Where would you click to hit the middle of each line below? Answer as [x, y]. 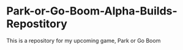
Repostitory [37, 24]
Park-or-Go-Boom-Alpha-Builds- [92, 11]
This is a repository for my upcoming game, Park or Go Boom [84, 40]
